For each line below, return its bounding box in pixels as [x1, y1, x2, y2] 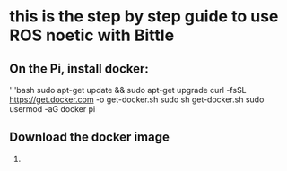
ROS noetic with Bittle [9, 25, 175, 46]
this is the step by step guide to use [9, 6, 279, 27]
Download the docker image [9, 130, 170, 145]
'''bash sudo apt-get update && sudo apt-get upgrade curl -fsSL [9, 85, 247, 95]
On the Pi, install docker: [9, 61, 150, 76]
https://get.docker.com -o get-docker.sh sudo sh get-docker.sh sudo [9, 94, 265, 105]
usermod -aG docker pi [9, 104, 96, 114]
